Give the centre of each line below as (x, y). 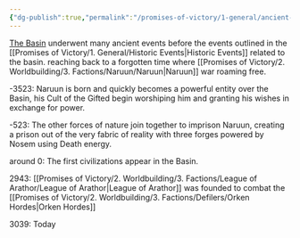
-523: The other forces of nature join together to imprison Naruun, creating (147, 125)
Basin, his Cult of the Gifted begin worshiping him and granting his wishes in (150, 98)
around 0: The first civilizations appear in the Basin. (104, 160)
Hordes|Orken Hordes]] (53, 207)
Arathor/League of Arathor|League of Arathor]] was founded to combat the (147, 187)
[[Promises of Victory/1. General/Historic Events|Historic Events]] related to (147, 52)
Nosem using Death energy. (61, 144)
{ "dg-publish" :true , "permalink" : (71, 17)
